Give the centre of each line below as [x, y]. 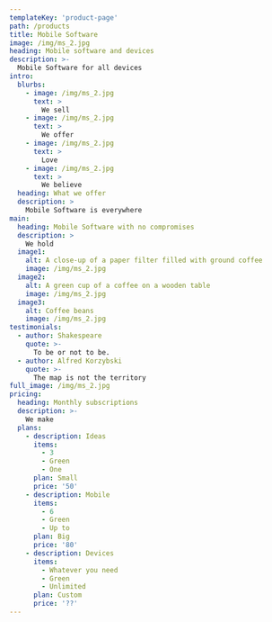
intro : [22, 77]
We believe [62, 185]
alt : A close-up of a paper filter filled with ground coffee [144, 261]
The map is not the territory [89, 378]
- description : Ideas [66, 436]
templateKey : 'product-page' [64, 18]
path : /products [39, 26]
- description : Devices [70, 553]
